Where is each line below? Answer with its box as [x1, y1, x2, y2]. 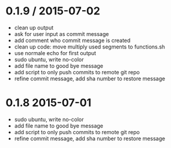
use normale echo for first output [14, 49, 97, 56]
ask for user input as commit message [14, 30, 109, 37]
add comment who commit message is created [14, 37, 131, 44]
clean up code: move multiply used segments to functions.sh [14, 43, 166, 50]
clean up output [14, 24, 54, 31]
